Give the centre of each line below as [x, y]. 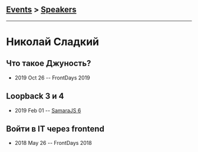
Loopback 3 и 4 [35, 96]
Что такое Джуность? [49, 63]
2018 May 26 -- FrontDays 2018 [53, 143]
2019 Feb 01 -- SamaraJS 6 [48, 110]
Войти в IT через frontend [55, 129]
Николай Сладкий [53, 42]
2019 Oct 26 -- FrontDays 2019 [52, 77]
